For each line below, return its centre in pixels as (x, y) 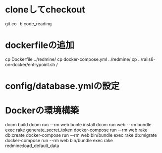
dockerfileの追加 (40, 45)
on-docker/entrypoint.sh (30, 64)
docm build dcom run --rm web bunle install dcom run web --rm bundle (79, 125)
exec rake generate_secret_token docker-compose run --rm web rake (76, 130)
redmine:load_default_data (32, 146)
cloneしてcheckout (45, 10)
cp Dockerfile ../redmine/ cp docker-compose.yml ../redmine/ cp (71, 59)
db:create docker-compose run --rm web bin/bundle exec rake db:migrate (81, 135)
